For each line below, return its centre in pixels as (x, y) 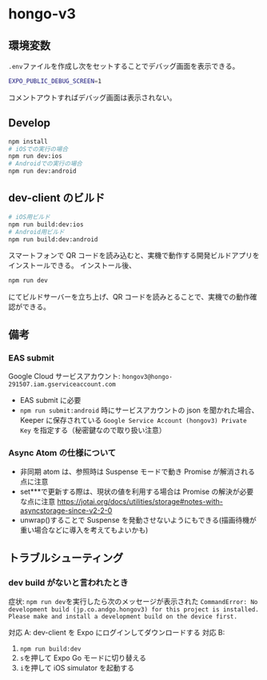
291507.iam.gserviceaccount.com (62, 384)
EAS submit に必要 (50, 400)
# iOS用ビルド (29, 217)
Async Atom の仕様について (62, 452)
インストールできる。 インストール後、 (72, 265)
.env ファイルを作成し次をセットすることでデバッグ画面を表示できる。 (124, 66)
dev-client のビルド (57, 198)
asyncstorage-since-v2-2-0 (66, 511)
